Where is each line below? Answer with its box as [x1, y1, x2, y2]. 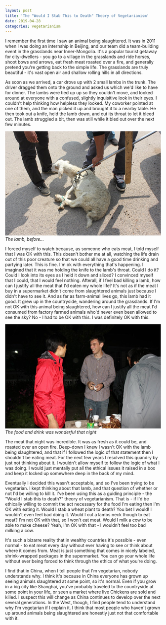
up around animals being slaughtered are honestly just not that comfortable [5, 610, 159, 616]
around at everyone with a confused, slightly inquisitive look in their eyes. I [5, 95, 157, 101]
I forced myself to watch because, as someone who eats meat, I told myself [5, 246, 159, 252]
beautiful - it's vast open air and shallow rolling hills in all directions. [5, 69, 143, 75]
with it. [5, 616, 19, 622]
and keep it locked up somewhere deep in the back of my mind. [5, 471, 135, 477]
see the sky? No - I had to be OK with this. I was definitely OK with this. [5, 314, 150, 320]
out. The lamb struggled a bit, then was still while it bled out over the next [5, 116, 155, 122]
